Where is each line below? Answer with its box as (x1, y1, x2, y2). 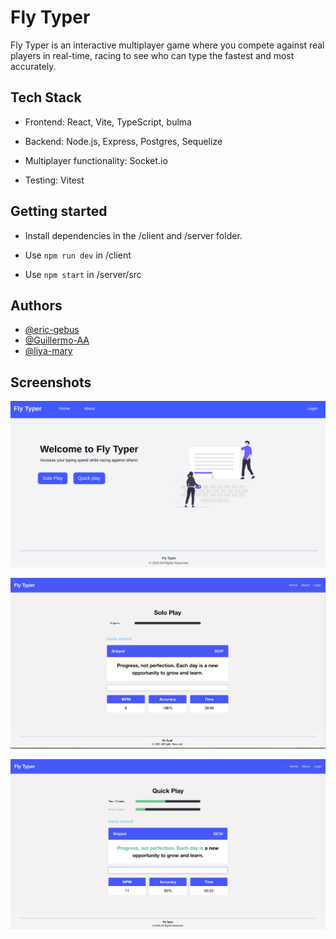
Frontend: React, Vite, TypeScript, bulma (24, 116, 192, 128)
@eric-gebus (24, 324, 80, 336)
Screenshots (10, 374, 92, 391)
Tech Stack (10, 89, 82, 106)
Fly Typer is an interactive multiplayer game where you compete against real (10, 39, 325, 51)
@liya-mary (24, 345, 73, 357)
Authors (10, 297, 63, 314)
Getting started (10, 203, 108, 220)
